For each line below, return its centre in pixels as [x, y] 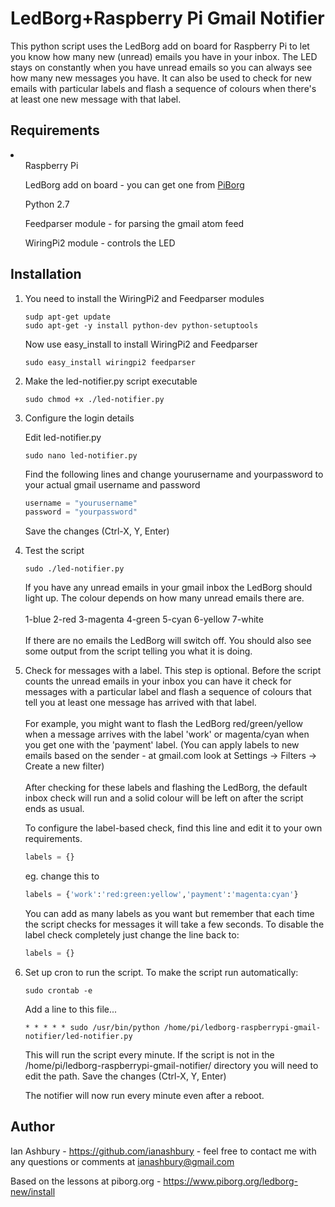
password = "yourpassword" [81, 512]
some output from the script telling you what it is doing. [138, 651]
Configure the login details [79, 418]
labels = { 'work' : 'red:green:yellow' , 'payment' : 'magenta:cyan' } [161, 895]
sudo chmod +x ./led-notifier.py [94, 399]
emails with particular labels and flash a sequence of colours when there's [163, 88]
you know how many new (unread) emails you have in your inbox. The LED [164, 56]
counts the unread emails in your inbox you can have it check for [158, 681]
